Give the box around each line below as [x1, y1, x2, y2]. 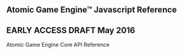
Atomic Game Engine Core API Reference [6, 41, 110, 49]
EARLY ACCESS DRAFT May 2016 [6, 25, 136, 35]
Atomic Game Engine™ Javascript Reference [6, 5, 178, 15]
